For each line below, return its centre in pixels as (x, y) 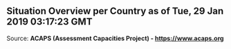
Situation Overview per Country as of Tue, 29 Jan (115, 11)
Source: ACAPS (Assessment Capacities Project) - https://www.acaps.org (115, 38)
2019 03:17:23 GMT (49, 22)
